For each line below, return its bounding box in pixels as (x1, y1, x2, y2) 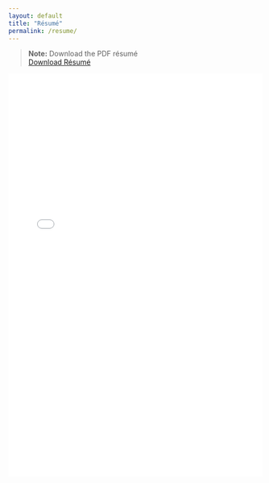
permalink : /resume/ (8, 27, 78, 35)
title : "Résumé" (8, 19, 63, 27)
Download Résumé (27, 57, 91, 67)
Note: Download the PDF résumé (27, 49, 139, 59)
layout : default (8, 11, 63, 20)
